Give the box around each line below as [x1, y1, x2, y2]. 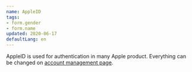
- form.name [6, 25, 36, 32]
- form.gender [6, 20, 42, 26]
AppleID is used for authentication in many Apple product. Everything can [6, 53, 186, 60]
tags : [6, 14, 20, 20]
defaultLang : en [6, 36, 46, 42]
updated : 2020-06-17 [6, 31, 58, 37]
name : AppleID [6, 8, 42, 15]
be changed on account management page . [6, 59, 114, 66]
